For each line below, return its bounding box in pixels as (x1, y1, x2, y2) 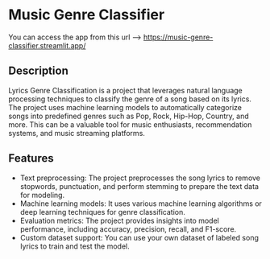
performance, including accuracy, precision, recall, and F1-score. (19, 224, 237, 234)
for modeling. (19, 190, 65, 199)
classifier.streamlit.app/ (8, 40, 86, 50)
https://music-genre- (143, 32, 214, 42)
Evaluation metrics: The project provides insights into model (19, 216, 219, 225)
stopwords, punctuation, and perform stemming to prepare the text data (19, 181, 260, 191)
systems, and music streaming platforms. (8, 128, 145, 138)
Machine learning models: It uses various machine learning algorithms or (19, 199, 262, 208)
